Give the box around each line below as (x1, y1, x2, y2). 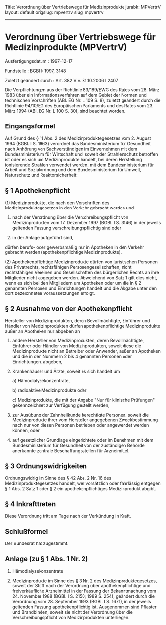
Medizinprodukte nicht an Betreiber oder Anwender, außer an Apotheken (12, 348, 161, 354)
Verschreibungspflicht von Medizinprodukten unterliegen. (12, 614, 130, 620)
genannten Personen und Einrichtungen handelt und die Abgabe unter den (5, 285, 157, 291)
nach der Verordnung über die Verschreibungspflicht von (12, 214, 129, 220)
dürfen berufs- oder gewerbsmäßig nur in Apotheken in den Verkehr (5, 244, 144, 250)
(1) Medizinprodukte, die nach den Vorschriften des (5, 200, 110, 206)
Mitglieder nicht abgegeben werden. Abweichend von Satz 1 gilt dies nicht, (5, 274, 157, 281)
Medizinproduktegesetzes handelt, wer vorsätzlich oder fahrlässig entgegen (5, 480, 161, 486)
